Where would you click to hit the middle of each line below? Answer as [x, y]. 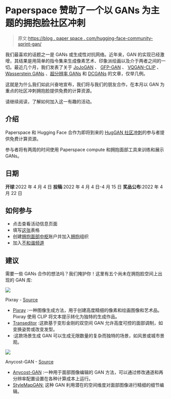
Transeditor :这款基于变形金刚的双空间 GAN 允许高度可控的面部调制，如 [88, 323]
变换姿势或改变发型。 [35, 329]
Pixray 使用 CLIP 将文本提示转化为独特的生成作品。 [66, 317]
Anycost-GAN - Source [30, 362]
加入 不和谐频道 [28, 243]
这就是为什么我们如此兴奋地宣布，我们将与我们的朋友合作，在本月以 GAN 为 [85, 84]
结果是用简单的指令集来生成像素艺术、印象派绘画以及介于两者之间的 [90, 61]
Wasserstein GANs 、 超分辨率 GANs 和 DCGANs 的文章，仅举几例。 [77, 73]
